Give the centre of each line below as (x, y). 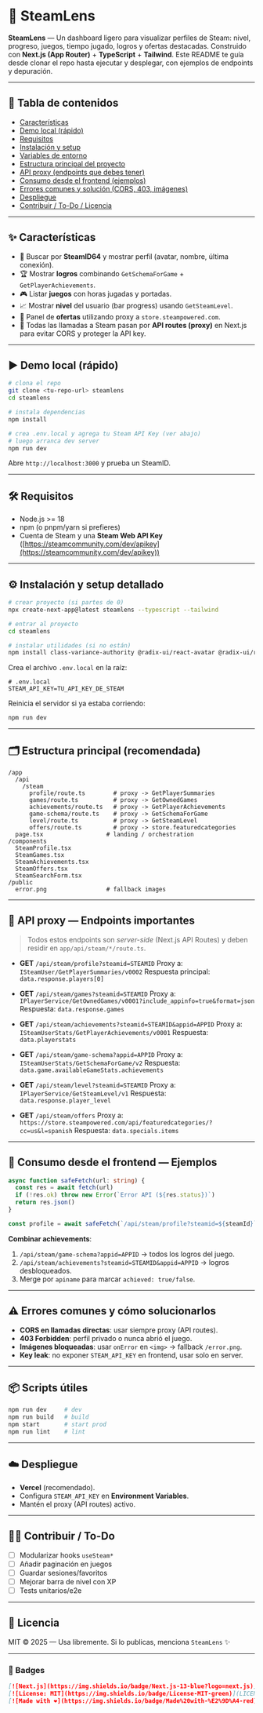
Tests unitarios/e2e (50, 1590)
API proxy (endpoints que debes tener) (82, 172)
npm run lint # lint (47, 1432)
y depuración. (31, 71)
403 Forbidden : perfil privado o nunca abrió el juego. (106, 1338)
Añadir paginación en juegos (65, 1564)
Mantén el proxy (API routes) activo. (77, 1504)
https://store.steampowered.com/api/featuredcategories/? (116, 1123)
